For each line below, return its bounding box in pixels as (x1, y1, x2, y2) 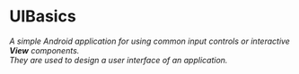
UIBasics (9, 6, 76, 27)
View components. (9, 45, 80, 55)
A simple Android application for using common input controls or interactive (9, 36, 290, 46)
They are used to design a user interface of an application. (9, 54, 228, 65)
